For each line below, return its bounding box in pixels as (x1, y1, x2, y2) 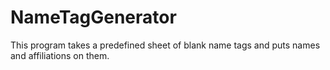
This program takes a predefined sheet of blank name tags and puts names (10, 39, 321, 51)
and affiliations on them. (10, 49, 110, 61)
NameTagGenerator (10, 6, 177, 29)
